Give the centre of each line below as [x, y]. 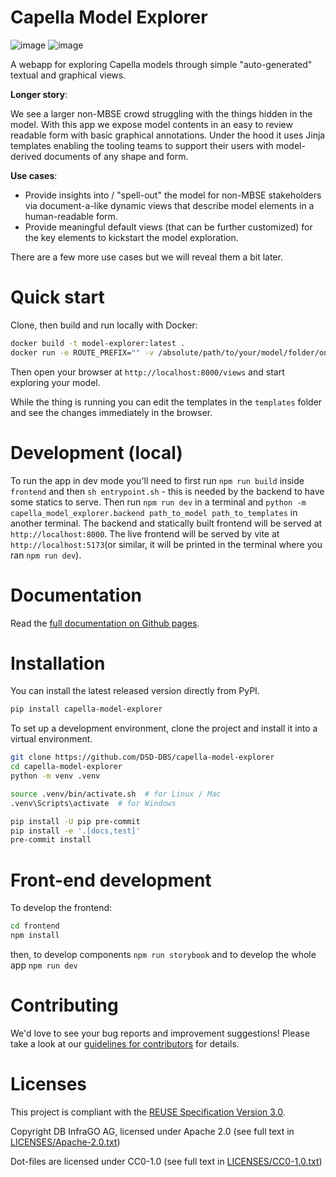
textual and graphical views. [68, 75]
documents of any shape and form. [116, 156]
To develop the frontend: [61, 908]
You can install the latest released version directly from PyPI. [135, 691]
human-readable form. [71, 216]
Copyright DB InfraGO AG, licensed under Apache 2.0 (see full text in [152, 1131]
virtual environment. [51, 739]
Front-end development [111, 880]
